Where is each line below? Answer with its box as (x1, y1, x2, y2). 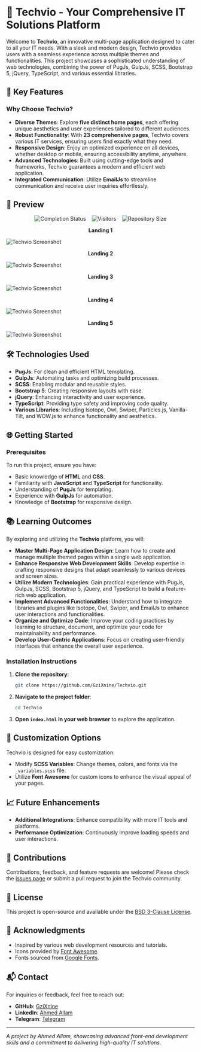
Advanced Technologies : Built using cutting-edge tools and (14, 157, 163, 164)
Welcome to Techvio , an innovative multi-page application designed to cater (6, 38, 195, 45)
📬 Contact (6, 972, 48, 983)
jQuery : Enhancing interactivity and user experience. (14, 394, 145, 401)
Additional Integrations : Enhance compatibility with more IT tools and (14, 816, 187, 824)
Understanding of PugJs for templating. (14, 486, 114, 493)
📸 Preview (6, 200, 44, 210)
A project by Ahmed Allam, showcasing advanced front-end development (6, 1032, 188, 1039)
